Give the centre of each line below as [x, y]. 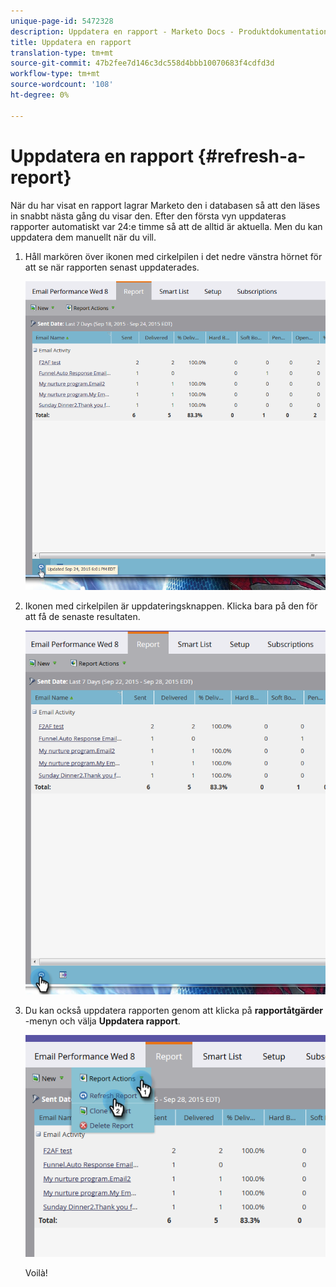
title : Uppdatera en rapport [71, 42]
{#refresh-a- [252, 156]
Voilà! [36, 1272]
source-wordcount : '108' [62, 85]
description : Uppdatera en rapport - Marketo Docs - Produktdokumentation [169, 31]
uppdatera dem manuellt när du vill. [83, 237]
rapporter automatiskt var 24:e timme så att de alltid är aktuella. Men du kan [166, 226]
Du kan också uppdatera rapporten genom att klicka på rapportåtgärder [174, 1010]
